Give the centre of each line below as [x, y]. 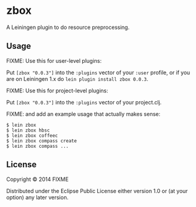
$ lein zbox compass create [42, 141]
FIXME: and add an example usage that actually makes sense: [83, 114]
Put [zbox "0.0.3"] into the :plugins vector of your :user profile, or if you [98, 72]
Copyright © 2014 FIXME [38, 179]
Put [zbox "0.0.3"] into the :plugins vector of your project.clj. [84, 102]
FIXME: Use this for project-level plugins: [57, 91]
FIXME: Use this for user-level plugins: [54, 60]
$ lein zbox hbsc [28, 130]
